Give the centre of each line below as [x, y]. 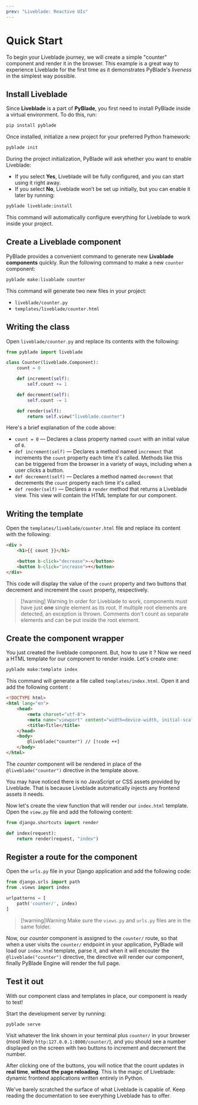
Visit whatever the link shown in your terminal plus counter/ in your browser [98, 1035]
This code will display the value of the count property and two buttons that [96, 583]
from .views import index [38, 888]
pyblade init [22, 148]
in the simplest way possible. [41, 76]
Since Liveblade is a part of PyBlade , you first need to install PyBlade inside [98, 108]
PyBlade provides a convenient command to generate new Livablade [90, 256]
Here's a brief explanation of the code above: [61, 428]
